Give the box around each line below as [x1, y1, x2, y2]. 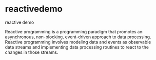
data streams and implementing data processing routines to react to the [5, 44, 149, 50]
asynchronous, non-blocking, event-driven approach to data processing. [5, 34, 151, 40]
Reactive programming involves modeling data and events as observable [5, 39, 151, 45]
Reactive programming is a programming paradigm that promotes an [5, 29, 143, 34]
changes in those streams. [5, 49, 58, 55]
